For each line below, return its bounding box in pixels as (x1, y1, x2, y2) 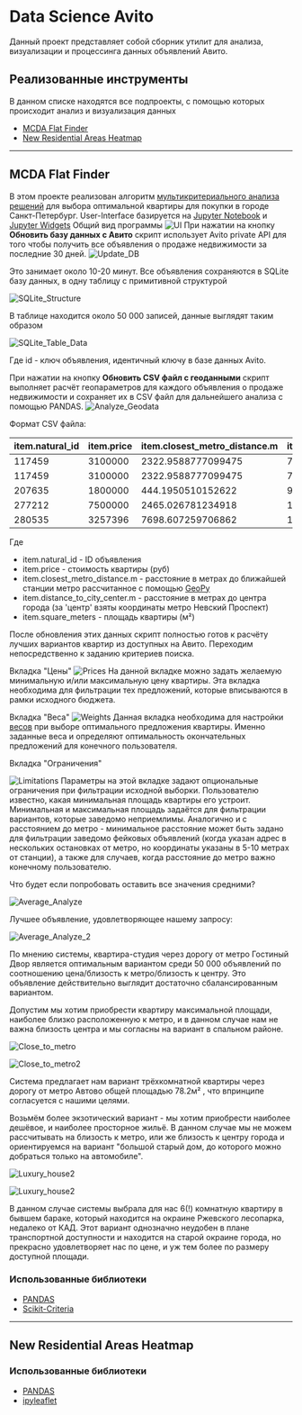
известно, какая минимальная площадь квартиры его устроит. (9, 794, 252, 805)
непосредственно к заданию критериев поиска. (9, 648, 195, 658)
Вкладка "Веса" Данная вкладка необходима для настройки (9, 712, 284, 722)
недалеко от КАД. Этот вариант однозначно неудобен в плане (9, 1222, 250, 1233)
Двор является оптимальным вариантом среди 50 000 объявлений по (9, 957, 281, 969)
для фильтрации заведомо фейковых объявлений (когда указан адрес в (9, 832, 287, 843)
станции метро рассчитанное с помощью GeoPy (22, 583, 210, 594)
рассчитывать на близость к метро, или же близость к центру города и (9, 1131, 285, 1142)
